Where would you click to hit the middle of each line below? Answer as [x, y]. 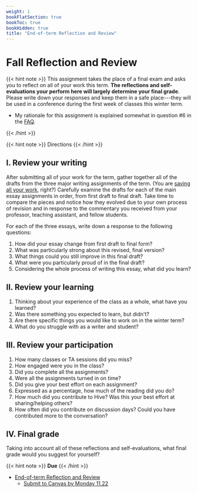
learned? [25, 307]
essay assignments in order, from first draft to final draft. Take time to [90, 196]
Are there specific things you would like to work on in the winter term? [99, 320]
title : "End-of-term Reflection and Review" [61, 34]
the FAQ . [25, 122]
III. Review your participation [60, 345]
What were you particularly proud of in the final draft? [80, 262]
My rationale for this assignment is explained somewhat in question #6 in [103, 115]
